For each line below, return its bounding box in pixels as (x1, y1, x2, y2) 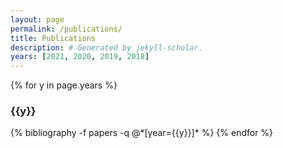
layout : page (10, 14, 65, 25)
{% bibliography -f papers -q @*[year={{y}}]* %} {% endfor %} (10, 127, 274, 139)
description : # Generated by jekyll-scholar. (10, 42, 203, 53)
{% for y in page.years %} (10, 79, 118, 91)
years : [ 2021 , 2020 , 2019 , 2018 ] (10, 52, 150, 62)
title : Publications (10, 33, 97, 43)
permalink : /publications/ (10, 24, 123, 34)
